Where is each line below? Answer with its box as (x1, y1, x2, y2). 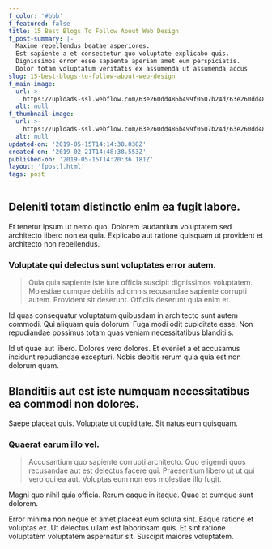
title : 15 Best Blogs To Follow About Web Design (8, 27, 180, 35)
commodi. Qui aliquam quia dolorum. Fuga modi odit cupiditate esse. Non (8, 320, 253, 329)
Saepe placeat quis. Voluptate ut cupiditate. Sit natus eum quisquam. (8, 418, 238, 428)
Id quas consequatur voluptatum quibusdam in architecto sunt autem (8, 311, 239, 320)
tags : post (8, 170, 45, 178)
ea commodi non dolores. (8, 397, 140, 410)
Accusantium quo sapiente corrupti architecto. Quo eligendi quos (28, 457, 246, 467)
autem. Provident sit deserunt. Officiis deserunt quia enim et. (28, 295, 232, 305)
